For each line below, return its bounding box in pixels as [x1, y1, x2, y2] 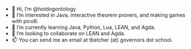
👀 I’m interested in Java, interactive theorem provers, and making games [11, 12, 185, 18]
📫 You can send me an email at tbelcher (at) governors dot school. [11, 36, 173, 43]
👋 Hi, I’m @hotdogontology [11, 6, 76, 12]
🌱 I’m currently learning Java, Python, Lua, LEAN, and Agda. [11, 24, 156, 31]
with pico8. [11, 18, 39, 24]
